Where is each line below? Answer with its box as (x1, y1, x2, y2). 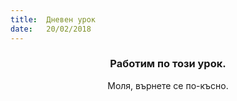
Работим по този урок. (109, 57, 227, 71)
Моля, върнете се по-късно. (107, 79, 229, 91)
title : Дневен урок (10, 14, 97, 25)
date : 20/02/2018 (10, 24, 92, 34)
